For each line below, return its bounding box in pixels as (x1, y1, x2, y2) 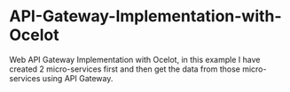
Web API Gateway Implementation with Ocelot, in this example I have (9, 54, 261, 65)
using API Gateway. (42, 73, 114, 83)
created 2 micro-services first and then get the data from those (9, 64, 241, 74)
